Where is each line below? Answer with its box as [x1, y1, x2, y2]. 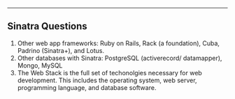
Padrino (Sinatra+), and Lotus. [17, 46, 105, 54]
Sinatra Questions [7, 20, 87, 32]
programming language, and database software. [17, 83, 157, 91]
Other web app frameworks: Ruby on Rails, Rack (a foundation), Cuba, [17, 39, 220, 47]
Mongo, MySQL [17, 61, 63, 70]
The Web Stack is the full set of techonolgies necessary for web [17, 68, 203, 77]
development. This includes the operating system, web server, [17, 76, 197, 84]
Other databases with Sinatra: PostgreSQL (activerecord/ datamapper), [17, 54, 222, 62]
